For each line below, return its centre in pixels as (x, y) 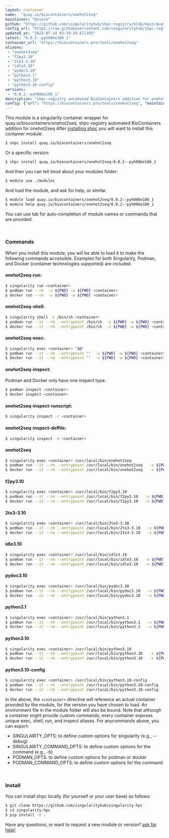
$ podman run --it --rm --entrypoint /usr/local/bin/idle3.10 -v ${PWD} (85, 559)
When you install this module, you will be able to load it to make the (75, 253)
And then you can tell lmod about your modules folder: (62, 171)
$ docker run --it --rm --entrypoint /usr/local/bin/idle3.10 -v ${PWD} (85, 564)
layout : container (24, 10)
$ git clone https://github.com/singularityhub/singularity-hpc (74, 806)
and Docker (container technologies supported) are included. (69, 263)
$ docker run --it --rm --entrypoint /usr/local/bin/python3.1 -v (78, 627)
